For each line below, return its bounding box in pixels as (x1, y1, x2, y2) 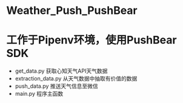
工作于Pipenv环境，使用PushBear (6, 33, 177, 47)
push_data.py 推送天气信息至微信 (15, 82, 98, 90)
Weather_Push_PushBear (6, 4, 138, 18)
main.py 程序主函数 (15, 90, 64, 98)
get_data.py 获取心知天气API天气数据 (15, 67, 108, 75)
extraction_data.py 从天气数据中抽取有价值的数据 (15, 75, 138, 82)
